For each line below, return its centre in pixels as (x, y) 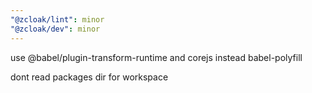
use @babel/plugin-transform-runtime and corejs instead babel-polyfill (156, 57)
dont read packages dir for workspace (89, 77)
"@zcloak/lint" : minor (57, 19)
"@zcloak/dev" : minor (55, 29)
